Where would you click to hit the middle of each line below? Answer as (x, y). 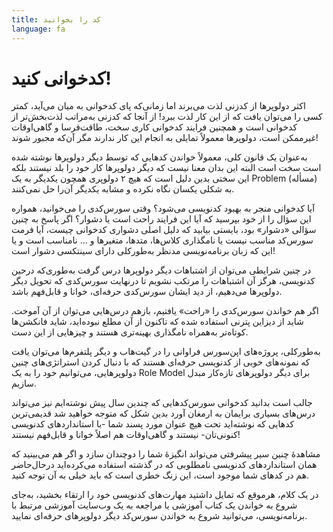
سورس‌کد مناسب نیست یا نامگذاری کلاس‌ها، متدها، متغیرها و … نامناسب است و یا (162, 240)
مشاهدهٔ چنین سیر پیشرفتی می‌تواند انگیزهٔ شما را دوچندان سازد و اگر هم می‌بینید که (166, 454)
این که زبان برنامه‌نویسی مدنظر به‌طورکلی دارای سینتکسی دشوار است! (143, 251)
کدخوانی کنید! (61, 78)
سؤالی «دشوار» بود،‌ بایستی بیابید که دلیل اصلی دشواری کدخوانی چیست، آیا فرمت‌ (164, 230)
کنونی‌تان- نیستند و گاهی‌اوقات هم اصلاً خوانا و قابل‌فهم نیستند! (126, 435)
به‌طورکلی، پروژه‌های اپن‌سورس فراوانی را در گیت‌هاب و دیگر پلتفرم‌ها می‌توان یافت (166, 352)
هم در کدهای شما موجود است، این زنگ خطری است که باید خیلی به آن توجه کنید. (160, 475)
